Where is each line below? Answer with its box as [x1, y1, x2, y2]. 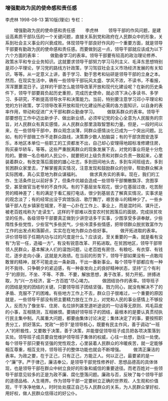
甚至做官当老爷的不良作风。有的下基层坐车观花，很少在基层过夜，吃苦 [13, 184, 158, 190]
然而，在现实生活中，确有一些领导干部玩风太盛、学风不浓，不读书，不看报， [5, 78, 163, 84]
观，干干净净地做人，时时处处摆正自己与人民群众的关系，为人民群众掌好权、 [5, 384, 163, 390]
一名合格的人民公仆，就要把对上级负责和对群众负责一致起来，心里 [26, 153, 163, 159]
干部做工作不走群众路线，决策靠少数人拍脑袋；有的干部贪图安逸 [22, 134, 154, 140]
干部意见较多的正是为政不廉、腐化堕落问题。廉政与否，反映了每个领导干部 [9, 371, 163, 377]
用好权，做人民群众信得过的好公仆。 [5, 390, 80, 396]
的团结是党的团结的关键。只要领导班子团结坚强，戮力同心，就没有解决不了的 [5, 284, 163, 290]
